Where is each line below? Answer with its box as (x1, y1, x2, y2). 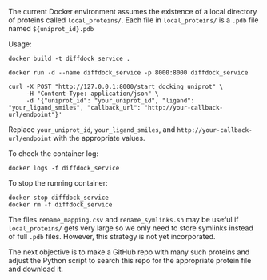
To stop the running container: (8, 178, 108, 187)
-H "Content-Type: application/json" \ (26, 90, 159, 98)
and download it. (8, 264, 64, 274)
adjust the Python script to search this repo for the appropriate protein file (8, 256, 252, 265)
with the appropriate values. (53, 134, 145, 142)
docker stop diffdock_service (8, 194, 110, 202)
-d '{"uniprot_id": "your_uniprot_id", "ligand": (26, 97, 195, 105)
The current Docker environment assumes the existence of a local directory (8, 7, 257, 16)
